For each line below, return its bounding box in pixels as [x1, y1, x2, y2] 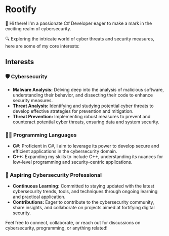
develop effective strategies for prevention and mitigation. [12, 108, 134, 114]
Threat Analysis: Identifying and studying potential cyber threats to [12, 103, 154, 109]
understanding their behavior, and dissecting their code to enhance [12, 92, 153, 98]
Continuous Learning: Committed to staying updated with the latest [12, 183, 154, 189]
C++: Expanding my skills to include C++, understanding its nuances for [12, 153, 163, 160]
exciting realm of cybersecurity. [5, 25, 72, 31]
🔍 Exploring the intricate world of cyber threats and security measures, [5, 35, 154, 41]
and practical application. [12, 194, 66, 200]
